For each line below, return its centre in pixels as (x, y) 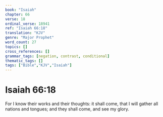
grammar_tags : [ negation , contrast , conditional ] (57, 56)
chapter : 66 (17, 14)
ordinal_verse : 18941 (27, 24)
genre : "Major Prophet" (30, 38)
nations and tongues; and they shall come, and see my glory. (67, 109)
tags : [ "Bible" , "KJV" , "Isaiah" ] (38, 65)
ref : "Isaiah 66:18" (27, 28)
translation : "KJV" (25, 33)
